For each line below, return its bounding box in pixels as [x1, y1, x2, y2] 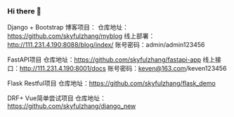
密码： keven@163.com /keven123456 [119, 64, 227, 73]
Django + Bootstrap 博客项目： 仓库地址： [7, 23, 129, 32]
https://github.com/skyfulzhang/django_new [7, 102, 136, 111]
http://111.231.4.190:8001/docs [20, 64, 107, 73]
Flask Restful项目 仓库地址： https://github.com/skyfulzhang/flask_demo [7, 79, 216, 88]
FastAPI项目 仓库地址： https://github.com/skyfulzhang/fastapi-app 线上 [7, 55, 216, 64]
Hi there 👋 [7, 6, 42, 16]
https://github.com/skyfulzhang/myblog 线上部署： [7, 32, 155, 41]
